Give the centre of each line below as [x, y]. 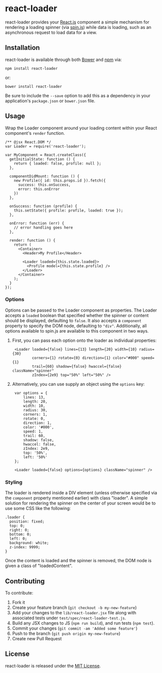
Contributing [25, 581]
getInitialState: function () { [42, 159]
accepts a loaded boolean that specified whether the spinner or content [77, 315]
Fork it [19, 602]
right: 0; [19, 530]
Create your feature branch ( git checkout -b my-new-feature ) [74, 607]
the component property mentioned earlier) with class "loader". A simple [76, 498]
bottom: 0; [20, 535]
